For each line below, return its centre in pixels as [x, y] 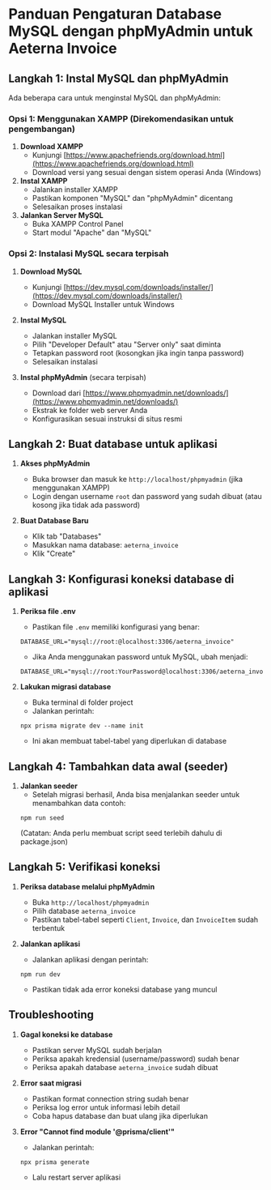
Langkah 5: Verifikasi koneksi [84, 867]
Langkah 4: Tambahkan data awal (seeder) [119, 766]
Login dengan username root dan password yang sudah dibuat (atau [147, 497]
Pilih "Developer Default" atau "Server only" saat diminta [127, 344]
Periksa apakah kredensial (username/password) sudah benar [136, 1059]
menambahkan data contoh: [79, 804]
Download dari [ [59, 393]
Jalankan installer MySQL [74, 335]
